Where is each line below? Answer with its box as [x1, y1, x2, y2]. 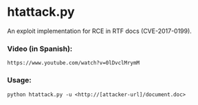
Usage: [7, 75, 32, 85]
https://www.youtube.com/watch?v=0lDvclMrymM [7, 60, 140, 67]
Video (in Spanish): [7, 44, 73, 54]
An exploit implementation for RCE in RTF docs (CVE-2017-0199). [7, 27, 192, 35]
